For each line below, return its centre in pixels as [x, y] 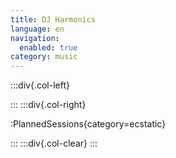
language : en [37, 29]
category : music [44, 57]
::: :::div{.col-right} [48, 105]
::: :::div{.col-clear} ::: [54, 143]
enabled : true [48, 47]
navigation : [35, 38]
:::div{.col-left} [40, 85]
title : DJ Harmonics [53, 19]
